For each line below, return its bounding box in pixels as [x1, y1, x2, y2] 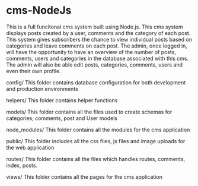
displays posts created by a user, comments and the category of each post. [6, 29, 191, 36]
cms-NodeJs [6, 4, 72, 17]
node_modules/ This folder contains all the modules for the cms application [6, 126, 190, 133]
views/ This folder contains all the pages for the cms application [6, 173, 163, 180]
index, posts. [6, 162, 37, 169]
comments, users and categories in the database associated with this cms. [6, 55, 189, 62]
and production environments [6, 85, 78, 92]
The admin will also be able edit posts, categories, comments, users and [6, 61, 183, 68]
